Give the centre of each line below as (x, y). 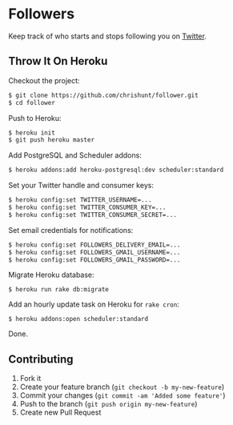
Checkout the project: (44, 80)
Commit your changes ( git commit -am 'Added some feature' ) (123, 395)
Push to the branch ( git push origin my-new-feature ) (108, 404)
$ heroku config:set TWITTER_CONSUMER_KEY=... (87, 207)
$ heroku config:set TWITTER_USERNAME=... (80, 200)
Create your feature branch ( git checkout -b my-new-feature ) (122, 387)
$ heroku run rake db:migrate (59, 290)
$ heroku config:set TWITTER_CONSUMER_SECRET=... (93, 215)
